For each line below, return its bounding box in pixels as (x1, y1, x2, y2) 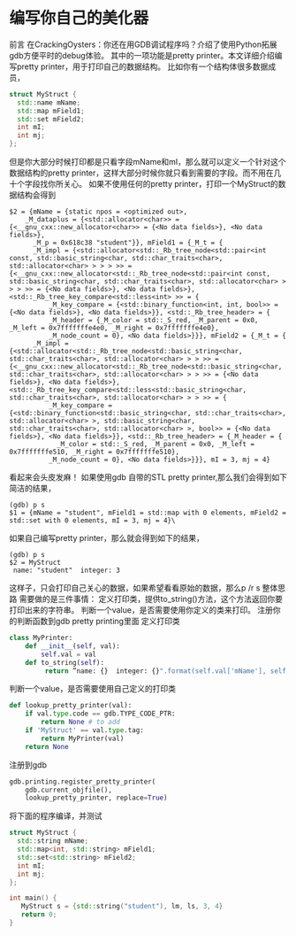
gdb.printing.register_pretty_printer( (9, 777, 156, 786)
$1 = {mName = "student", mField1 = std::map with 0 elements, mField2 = (9, 508, 287, 518)
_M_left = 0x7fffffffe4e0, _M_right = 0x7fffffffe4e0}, (9, 324, 219, 333)
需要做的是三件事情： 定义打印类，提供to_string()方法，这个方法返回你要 (19, 594, 283, 605)
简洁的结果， (9, 483, 56, 494)
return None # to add (41, 718, 121, 727)
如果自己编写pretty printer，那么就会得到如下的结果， (9, 533, 205, 544)
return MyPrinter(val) (41, 734, 125, 743)
